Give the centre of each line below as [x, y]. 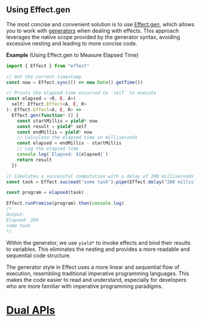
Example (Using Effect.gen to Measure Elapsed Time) [72, 55]
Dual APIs [31, 310]
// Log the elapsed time [48, 149]
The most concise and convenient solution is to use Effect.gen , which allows [100, 24]
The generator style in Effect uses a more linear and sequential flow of [93, 267]
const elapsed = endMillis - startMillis [69, 143]
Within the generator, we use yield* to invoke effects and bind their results [98, 242]
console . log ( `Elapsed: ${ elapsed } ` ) [63, 154]
